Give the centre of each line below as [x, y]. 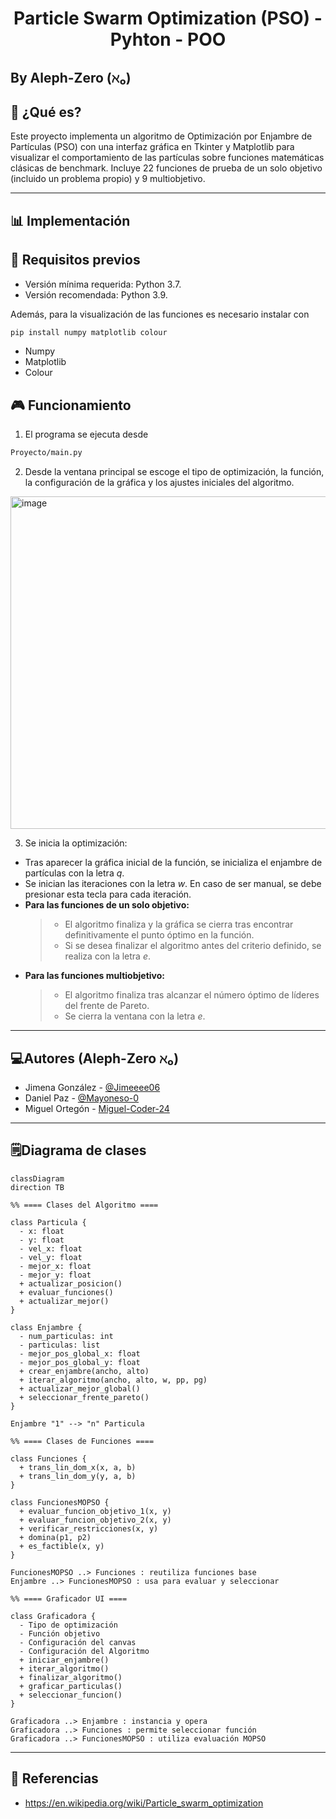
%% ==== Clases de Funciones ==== [82, 1441]
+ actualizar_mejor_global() [80, 1388]
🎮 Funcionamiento [71, 405]
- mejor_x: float [55, 1266]
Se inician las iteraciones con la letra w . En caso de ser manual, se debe [173, 884]
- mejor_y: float [55, 1275]
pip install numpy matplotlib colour [89, 332]
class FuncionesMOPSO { [60, 1502]
